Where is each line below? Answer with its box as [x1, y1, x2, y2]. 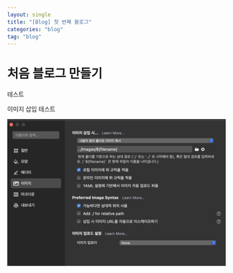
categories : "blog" [7, 26, 64, 33]
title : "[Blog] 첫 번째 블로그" [7, 18, 92, 26]
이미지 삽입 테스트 [7, 105, 55, 114]
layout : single [7, 11, 51, 18]
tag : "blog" [7, 33, 42, 40]
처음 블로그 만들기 [7, 66, 103, 82]
